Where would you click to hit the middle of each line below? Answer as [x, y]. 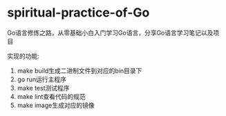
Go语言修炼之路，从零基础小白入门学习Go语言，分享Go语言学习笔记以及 [110, 32]
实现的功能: [23, 56]
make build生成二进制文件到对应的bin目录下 [79, 70]
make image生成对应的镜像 [56, 105]
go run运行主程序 [42, 79]
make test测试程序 [43, 88]
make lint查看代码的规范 [51, 96]
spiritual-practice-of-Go [78, 13]
